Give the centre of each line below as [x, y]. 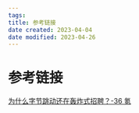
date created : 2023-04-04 [50, 30]
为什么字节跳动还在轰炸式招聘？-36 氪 [69, 101]
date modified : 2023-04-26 [52, 37]
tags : [17, 15]
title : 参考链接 [32, 23]
